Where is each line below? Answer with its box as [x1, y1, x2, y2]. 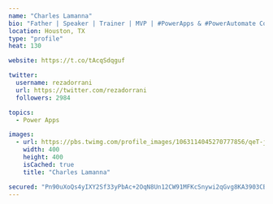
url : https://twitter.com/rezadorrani [15, 86, 148, 94]
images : [8, 130, 35, 138]
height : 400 [23, 153, 63, 161]
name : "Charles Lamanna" [8, 11, 93, 20]
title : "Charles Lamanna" [23, 168, 111, 176]
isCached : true [23, 160, 75, 168]
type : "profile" [8, 34, 63, 43]
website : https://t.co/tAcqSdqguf [8, 57, 126, 65]
